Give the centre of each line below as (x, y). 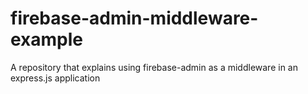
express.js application (55, 78)
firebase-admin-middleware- (134, 18)
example (47, 39)
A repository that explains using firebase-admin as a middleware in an (154, 67)
